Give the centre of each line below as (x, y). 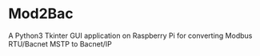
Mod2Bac (41, 14)
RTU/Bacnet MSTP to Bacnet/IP (60, 43)
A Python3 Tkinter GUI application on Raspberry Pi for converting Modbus (130, 35)
